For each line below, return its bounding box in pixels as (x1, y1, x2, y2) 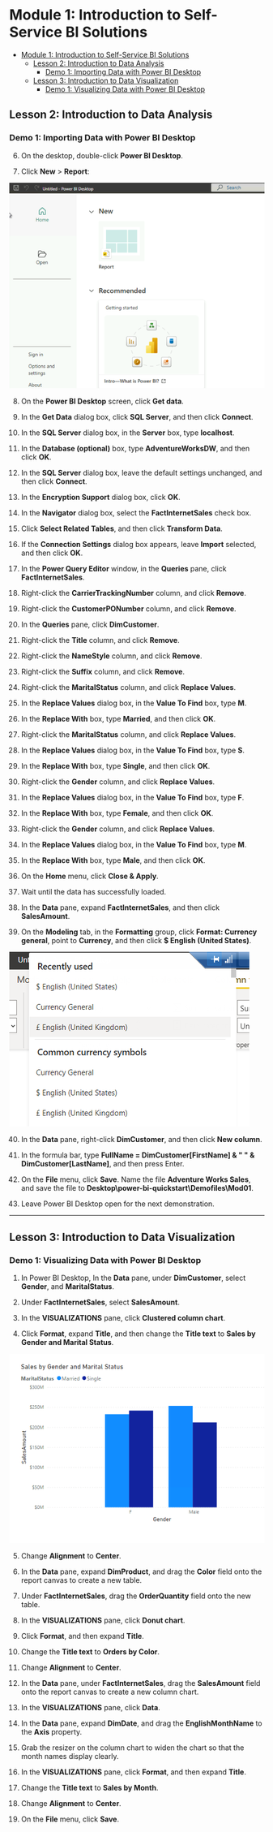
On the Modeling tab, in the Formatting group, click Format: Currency (20, 927, 258, 937)
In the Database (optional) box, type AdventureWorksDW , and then (20, 444, 250, 454)
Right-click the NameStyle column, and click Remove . (20, 651, 203, 661)
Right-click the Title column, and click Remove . (20, 636, 181, 645)
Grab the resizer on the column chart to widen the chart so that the (20, 1743, 245, 1752)
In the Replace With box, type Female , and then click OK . (20, 808, 214, 818)
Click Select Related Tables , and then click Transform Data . (20, 524, 224, 533)
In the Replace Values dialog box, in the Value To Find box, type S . (20, 745, 245, 756)
